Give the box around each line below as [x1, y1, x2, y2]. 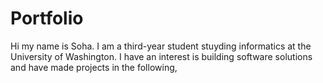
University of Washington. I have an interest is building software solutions [10, 50, 313, 62]
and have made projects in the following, [10, 61, 178, 73]
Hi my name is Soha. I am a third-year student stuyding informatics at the [10, 40, 312, 52]
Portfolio [10, 7, 84, 30]
